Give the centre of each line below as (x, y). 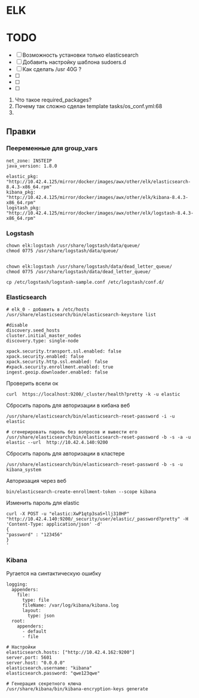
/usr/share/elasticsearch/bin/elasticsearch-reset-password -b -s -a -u (99, 437)
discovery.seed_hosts (33, 330)
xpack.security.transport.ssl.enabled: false (64, 351)
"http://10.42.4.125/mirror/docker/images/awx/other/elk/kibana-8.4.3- (97, 197)
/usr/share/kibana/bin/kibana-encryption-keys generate (77, 689)
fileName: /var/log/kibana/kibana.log (70, 605)
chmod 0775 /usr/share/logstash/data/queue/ (62, 251)
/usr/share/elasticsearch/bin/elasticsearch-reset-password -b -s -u (95, 465)
